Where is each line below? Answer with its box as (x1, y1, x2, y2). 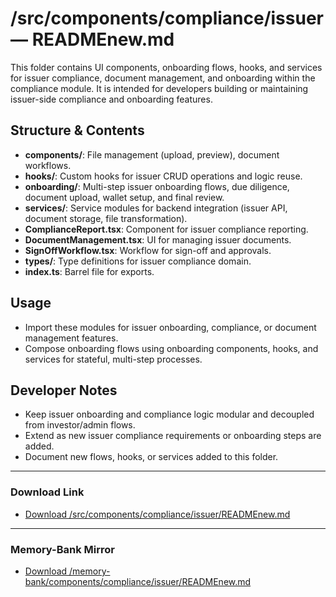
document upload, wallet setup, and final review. (24, 191, 225, 203)
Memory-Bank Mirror (10, 542, 116, 556)
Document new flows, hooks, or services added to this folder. (24, 451, 279, 463)
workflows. (24, 159, 72, 171)
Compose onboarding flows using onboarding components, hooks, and (24, 342, 319, 354)
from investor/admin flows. (24, 419, 136, 431)
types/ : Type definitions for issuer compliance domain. (24, 255, 252, 267)
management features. (24, 332, 119, 344)
